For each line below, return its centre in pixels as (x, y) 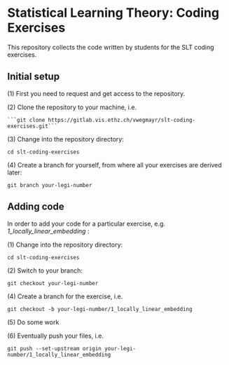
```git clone (26, 120)
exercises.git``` (33, 126)
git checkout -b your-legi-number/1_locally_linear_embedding (100, 309)
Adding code (36, 207)
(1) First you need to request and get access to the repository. (96, 93)
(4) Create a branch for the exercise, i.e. (65, 296)
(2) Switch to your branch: (45, 270)
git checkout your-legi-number (53, 283)
